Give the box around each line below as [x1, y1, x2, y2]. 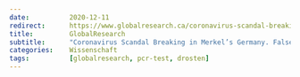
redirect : [9, 21, 46, 30]
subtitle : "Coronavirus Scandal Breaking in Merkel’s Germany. [9, 37, 270, 47]
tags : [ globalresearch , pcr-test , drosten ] [9, 54, 210, 63]
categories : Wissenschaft [9, 46, 118, 55]
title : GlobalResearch [9, 29, 126, 38]
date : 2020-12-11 [9, 12, 110, 22]
